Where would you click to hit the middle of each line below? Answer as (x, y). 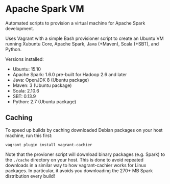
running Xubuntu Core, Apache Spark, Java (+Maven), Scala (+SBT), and (82, 43)
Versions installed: (25, 59)
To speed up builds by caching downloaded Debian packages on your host (84, 130)
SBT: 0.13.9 (24, 96)
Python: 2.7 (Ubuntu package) (44, 101)
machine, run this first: (29, 135)
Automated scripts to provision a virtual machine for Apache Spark (75, 23)
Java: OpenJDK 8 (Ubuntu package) (51, 80)
